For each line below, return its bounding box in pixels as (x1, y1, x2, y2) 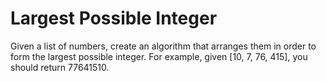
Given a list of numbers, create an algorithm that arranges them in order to (10, 40, 317, 52)
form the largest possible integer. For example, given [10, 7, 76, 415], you (10, 50, 308, 62)
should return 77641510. (10, 61, 110, 73)
